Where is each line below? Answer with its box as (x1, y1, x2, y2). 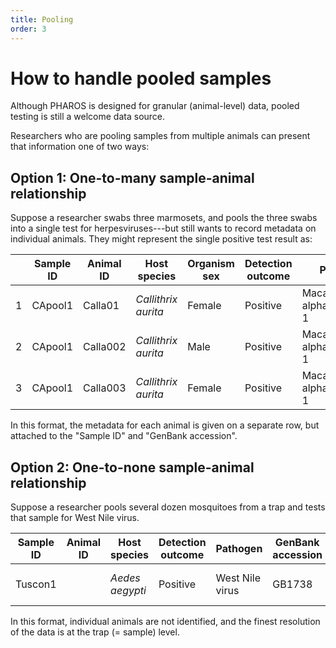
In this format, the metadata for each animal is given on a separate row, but (10, 419, 320, 431)
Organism (187, 257, 235, 271)
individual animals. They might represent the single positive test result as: (10, 233, 313, 245)
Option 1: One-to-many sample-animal (10, 169, 255, 186)
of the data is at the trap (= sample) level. (10, 626, 180, 638)
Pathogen (215, 542, 263, 556)
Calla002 (83, 340, 127, 354)
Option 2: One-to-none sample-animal (10, 459, 255, 476)
